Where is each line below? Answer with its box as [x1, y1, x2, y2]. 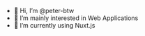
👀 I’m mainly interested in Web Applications [13, 14, 139, 22]
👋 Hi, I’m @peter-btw [13, 7, 75, 15]
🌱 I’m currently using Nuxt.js [13, 21, 96, 29]
